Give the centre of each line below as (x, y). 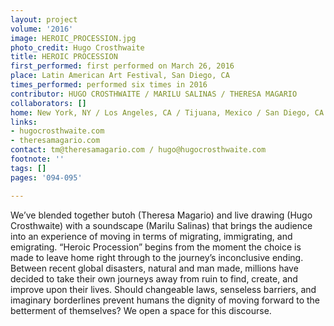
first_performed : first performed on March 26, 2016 (122, 66)
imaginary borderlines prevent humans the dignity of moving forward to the (165, 300)
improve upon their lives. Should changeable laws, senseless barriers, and (163, 289)
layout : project (44, 19)
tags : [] (28, 168)
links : (24, 122)
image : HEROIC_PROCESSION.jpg (73, 38)
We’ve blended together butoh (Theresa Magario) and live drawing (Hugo (161, 215)
